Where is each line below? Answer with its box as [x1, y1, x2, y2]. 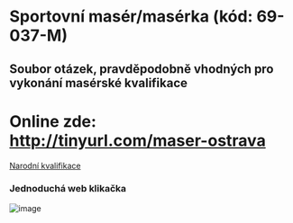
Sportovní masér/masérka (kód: [9, 6, 253, 27]
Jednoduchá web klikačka [9, 183, 127, 195]
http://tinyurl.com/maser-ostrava [9, 130, 266, 150]
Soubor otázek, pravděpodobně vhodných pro [9, 61, 274, 76]
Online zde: [9, 111, 97, 131]
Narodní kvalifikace [9, 160, 81, 171]
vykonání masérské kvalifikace [9, 75, 188, 91]
